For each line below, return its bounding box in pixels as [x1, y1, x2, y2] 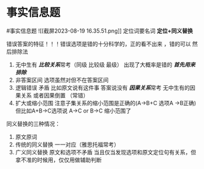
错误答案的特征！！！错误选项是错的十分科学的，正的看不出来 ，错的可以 [6, 40, 191, 47]
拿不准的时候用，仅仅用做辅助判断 [15, 156, 102, 163]
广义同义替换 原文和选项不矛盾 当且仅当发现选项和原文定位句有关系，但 [15, 148, 197, 155]
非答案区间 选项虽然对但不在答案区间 [15, 76, 109, 84]
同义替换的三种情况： [6, 120, 60, 127]
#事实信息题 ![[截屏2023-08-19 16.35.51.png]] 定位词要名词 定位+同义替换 [6, 27, 194, 34]
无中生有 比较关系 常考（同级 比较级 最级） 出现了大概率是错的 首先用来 [15, 61, 195, 68]
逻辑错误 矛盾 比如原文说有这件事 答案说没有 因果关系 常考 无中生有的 [15, 84, 190, 91]
